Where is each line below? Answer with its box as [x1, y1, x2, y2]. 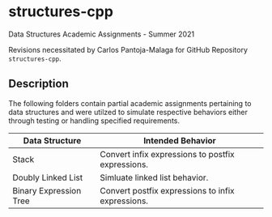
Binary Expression [12, 185, 82, 196]
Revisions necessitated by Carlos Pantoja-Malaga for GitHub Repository [8, 45, 249, 54]
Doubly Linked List [12, 172, 83, 183]
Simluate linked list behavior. [100, 172, 209, 183]
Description [8, 77, 69, 91]
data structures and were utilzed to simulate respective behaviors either [8, 107, 249, 117]
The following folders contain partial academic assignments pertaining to [8, 98, 252, 108]
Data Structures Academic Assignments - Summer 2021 [8, 29, 195, 39]
